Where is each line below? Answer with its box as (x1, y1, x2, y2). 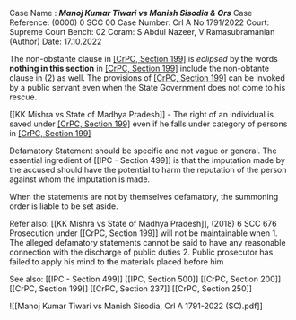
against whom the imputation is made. (9, 174, 151, 185)
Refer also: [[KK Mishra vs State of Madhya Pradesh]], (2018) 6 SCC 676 (9, 219, 277, 229)
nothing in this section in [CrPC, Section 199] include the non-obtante (9, 63, 270, 74)
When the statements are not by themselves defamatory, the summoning (9, 192, 279, 202)
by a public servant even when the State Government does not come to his (9, 82, 286, 92)
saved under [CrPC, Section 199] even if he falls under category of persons (9, 118, 288, 129)
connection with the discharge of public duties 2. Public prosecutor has (9, 246, 274, 257)
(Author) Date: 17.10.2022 (9, 36, 102, 47)
